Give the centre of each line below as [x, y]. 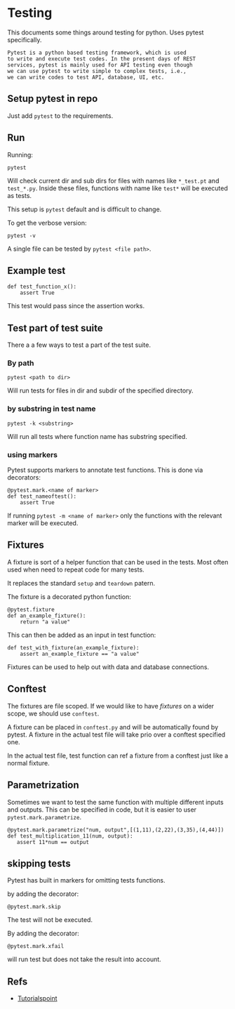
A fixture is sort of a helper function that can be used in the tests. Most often [118, 562]
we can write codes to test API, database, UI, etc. [86, 77]
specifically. [25, 39]
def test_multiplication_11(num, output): [70, 836]
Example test [36, 271]
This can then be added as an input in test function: [82, 635]
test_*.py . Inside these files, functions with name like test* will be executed [117, 188]
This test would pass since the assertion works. [76, 306]
